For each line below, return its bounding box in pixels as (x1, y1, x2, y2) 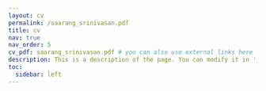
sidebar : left (15, 70, 62, 78)
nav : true (8, 33, 41, 42)
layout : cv (8, 11, 44, 20)
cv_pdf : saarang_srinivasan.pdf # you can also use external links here (8, 48, 253, 56)
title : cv (8, 26, 41, 34)
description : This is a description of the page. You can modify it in (8, 56, 249, 64)
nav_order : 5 (8, 41, 51, 49)
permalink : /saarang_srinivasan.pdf (8, 19, 129, 27)
